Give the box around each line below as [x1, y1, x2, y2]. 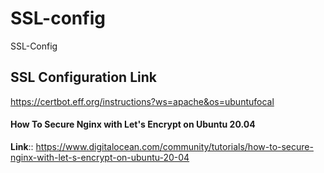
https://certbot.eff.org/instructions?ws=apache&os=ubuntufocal [10, 95, 275, 107]
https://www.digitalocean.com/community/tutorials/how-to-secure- [35, 140, 314, 152]
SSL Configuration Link [10, 69, 157, 86]
